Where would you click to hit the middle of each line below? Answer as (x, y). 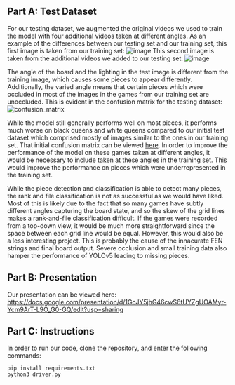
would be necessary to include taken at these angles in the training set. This (117, 160)
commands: (25, 356)
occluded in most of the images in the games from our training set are (108, 94)
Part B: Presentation (52, 277)
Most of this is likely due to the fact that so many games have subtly (106, 203)
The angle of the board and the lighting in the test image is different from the (118, 72)
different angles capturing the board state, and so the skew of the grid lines (116, 210)
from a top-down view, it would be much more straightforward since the (111, 225)
